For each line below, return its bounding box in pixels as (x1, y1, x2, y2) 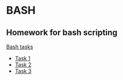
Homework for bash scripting (6, 27, 118, 38)
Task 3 (14, 67, 32, 75)
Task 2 (14, 61, 32, 68)
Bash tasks (6, 43, 33, 50)
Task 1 (14, 55, 31, 61)
